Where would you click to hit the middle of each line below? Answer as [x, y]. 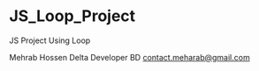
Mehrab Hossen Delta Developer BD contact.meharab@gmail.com [129, 57]
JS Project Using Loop [50, 40]
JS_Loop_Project [72, 16]
